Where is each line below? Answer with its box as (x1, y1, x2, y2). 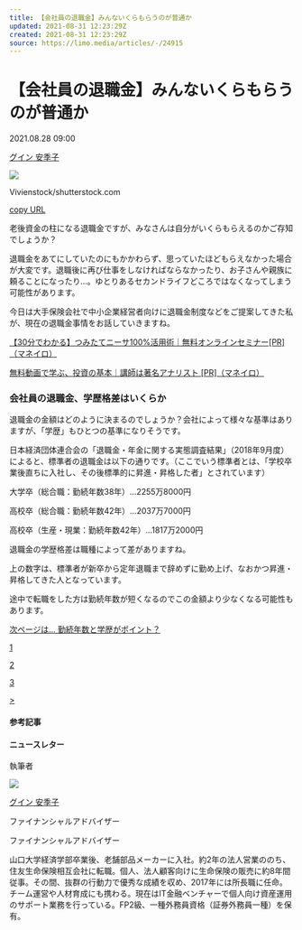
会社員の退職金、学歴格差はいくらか (9, 392, 167, 405)
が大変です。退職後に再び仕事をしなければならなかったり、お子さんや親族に (9, 265, 293, 275)
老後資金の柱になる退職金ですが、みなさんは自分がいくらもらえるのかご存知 (9, 223, 294, 234)
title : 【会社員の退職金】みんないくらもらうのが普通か (9, 13, 192, 23)
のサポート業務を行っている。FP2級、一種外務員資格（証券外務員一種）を (9, 899, 285, 910)
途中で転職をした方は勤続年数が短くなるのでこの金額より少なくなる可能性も (9, 593, 294, 605)
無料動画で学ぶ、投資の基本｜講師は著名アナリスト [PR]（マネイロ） (9, 367, 264, 378)
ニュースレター (9, 739, 65, 749)
